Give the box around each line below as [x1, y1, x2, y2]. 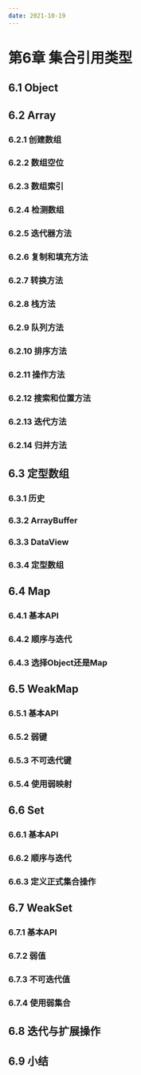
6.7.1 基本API [8, 927, 57, 938]
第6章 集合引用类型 [8, 49, 133, 67]
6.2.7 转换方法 [8, 275, 64, 286]
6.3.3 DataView [8, 536, 69, 548]
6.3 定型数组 [8, 467, 70, 480]
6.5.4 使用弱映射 [8, 778, 72, 790]
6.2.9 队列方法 [8, 321, 65, 333]
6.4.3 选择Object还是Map [8, 657, 108, 668]
